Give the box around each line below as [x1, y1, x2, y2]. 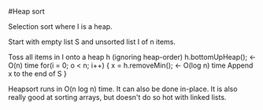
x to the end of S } [8, 69, 67, 78]
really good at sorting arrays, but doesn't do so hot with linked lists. [8, 93, 227, 101]
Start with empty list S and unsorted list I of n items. [8, 37, 176, 46]
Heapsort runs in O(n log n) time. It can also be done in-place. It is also [8, 84, 238, 93]
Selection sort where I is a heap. [8, 22, 113, 31]
